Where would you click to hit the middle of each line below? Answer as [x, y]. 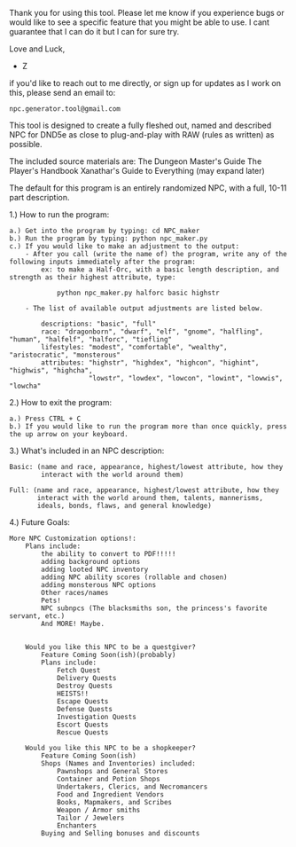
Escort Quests [82, 725]
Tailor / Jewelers [90, 818]
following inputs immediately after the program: [103, 262]
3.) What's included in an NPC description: [87, 451]
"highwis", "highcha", [51, 371]
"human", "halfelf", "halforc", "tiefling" [91, 340]
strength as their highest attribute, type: [93, 278]
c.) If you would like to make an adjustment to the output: [125, 247]
